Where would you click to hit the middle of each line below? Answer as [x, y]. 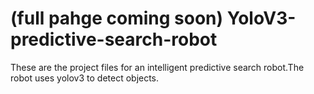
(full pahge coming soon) [117, 18]
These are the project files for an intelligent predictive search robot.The [157, 67]
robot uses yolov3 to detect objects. [85, 78]
